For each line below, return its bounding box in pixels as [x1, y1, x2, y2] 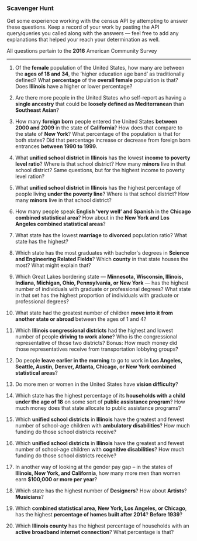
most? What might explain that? [15, 262, 91, 269]
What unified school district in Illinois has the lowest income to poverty [15, 154, 191, 162]
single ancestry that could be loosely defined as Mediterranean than [15, 101, 185, 108]
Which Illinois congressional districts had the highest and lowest [15, 327, 174, 334]
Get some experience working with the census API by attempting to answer [6, 18, 188, 25]
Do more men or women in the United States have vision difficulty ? [15, 381, 178, 388]
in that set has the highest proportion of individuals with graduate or [15, 292, 179, 299]
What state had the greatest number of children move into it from [15, 309, 173, 317]
